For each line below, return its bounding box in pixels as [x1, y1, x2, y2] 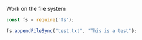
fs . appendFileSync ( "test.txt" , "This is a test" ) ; [6, 27, 137, 34]
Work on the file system [6, 5, 66, 12]
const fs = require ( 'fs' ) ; [6, 17, 75, 23]
